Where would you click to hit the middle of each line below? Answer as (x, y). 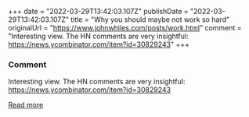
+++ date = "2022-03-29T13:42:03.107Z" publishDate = (99, 11)
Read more (26, 105)
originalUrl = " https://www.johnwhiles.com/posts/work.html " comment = (125, 28)
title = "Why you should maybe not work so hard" (150, 19)
